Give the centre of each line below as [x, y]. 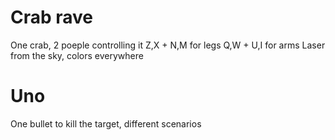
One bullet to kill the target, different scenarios [106, 123]
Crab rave [52, 17]
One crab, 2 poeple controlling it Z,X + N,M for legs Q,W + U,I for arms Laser [168, 45]
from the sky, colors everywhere [77, 55]
